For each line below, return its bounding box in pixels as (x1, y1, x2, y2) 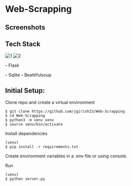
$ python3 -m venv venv (5, 117, 54, 123)
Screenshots (5, 23, 45, 32)
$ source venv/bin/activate (5, 122, 63, 127)
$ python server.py (5, 177, 45, 182)
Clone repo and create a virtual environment (5, 100, 95, 106)
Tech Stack (5, 39, 41, 48)
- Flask (5, 63, 20, 69)
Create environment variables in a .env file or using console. (5, 153, 128, 159)
